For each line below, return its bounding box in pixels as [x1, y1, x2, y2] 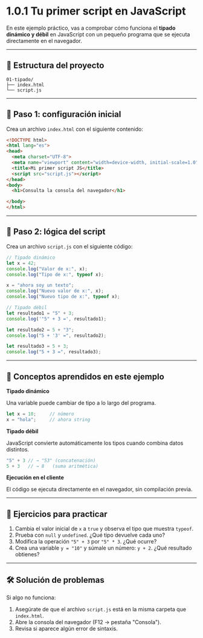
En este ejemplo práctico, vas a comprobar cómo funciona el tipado [6, 24, 176, 32]
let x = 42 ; [6, 260, 36, 266]
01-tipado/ [6, 76, 34, 82]
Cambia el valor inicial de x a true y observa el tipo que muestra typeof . [14, 525, 194, 533]
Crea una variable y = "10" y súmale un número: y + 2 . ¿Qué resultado [14, 544, 192, 552]
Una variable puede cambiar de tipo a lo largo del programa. [6, 399, 156, 407]
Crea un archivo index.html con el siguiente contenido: [6, 125, 143, 133]
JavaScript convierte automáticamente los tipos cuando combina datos [6, 439, 184, 447]
